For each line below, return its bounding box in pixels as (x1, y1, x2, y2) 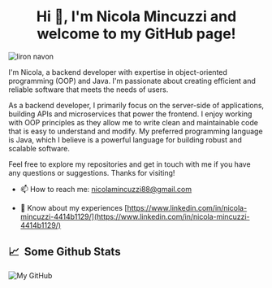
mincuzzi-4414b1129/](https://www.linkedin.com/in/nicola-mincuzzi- (19, 212, 250, 221)
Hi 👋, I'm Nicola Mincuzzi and (36, 7, 237, 26)
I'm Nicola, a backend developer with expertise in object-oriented (8, 67, 227, 76)
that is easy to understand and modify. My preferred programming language (8, 126, 263, 136)
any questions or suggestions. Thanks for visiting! (8, 168, 175, 177)
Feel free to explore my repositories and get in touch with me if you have (8, 159, 251, 169)
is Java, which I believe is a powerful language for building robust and (8, 134, 242, 145)
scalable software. (8, 143, 71, 153)
